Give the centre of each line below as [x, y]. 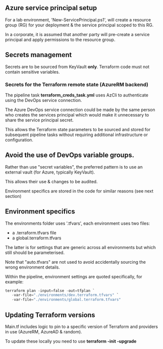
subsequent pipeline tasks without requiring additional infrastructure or [76, 135]
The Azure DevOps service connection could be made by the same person [80, 110]
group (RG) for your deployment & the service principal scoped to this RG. [79, 25]
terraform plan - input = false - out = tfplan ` [50, 291]
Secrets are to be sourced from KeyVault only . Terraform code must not [77, 67]
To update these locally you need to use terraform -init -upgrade [71, 341]
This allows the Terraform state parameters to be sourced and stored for [78, 129]
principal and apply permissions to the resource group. [60, 39]
